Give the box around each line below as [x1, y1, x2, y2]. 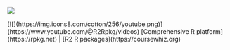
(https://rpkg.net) [7, 35, 58, 43]
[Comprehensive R [141, 27, 196, 35]
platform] [196, 27, 224, 35]
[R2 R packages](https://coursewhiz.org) [62, 35, 181, 43]
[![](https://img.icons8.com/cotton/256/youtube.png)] [7, 20, 163, 28]
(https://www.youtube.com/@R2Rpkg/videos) [7, 27, 140, 35]
